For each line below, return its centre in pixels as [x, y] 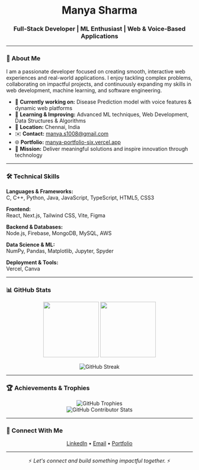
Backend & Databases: [35, 227]
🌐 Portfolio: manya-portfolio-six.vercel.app [68, 142]
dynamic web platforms [44, 108]
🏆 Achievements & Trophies [48, 388]
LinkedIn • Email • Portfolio [99, 443]
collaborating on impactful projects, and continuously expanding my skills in [99, 84]
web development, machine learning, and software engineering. [84, 90]
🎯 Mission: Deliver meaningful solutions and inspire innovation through [101, 149]
